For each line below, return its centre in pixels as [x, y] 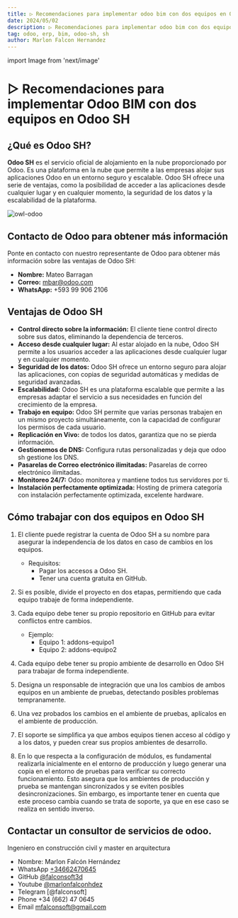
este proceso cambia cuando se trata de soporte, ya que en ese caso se [123, 801]
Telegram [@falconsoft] [52, 892]
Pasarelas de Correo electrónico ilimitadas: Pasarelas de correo [112, 465]
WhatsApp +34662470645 [57, 869]
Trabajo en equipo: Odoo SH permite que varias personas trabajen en [120, 411]
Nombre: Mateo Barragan [55, 275]
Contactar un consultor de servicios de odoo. [109, 831]
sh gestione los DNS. [48, 457]
